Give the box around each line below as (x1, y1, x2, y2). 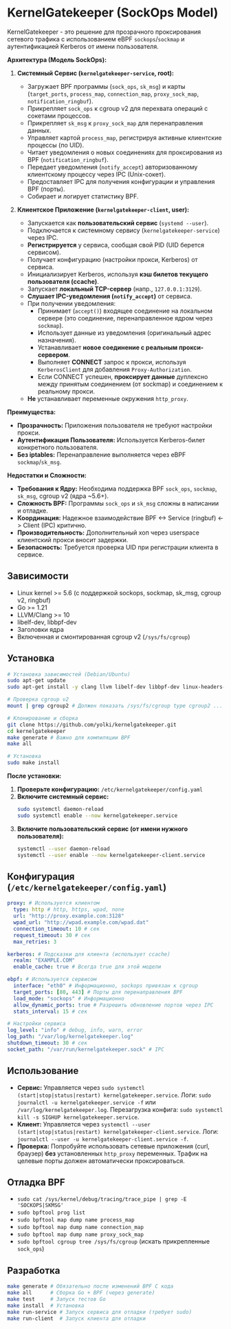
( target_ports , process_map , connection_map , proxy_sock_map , (27, 90, 199, 98)
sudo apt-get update (7, 677, 67, 684)
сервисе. (16, 550, 44, 559)
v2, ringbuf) (16, 596, 51, 604)
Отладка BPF (7, 1176, 65, 1188)
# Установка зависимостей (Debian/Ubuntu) (7, 670, 131, 678)
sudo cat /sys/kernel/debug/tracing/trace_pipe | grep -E (16, 1196, 187, 1203)
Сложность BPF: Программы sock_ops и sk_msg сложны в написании (16, 499, 219, 507)
